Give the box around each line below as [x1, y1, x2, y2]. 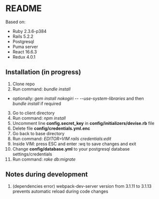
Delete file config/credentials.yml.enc [12, 125, 90, 131]
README [5, 3, 42, 14]
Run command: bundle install [12, 86, 71, 92]
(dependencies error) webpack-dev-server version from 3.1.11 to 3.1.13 [12, 183, 152, 189]
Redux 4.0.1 [12, 54, 36, 60]
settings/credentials [12, 151, 53, 157]
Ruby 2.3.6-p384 [12, 28, 47, 34]
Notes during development [5, 170, 88, 179]
